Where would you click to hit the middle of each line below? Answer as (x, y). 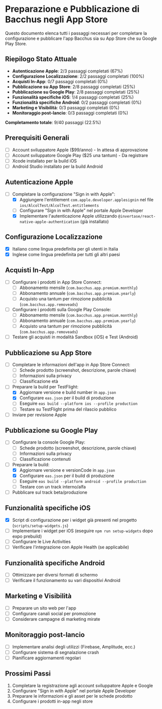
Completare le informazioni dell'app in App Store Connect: (71, 365)
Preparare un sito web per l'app (44, 608)
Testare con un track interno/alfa (53, 486)
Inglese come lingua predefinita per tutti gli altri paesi (66, 254)
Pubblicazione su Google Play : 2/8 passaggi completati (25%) (76, 92)
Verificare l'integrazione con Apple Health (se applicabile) (70, 547)
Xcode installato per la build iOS (44, 161)
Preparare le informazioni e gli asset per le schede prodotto (72, 696)
